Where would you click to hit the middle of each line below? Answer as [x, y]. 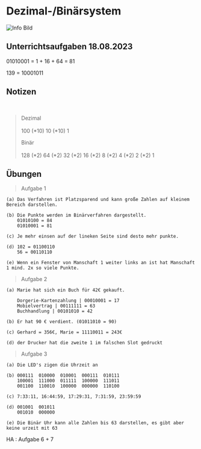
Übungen [24, 174]
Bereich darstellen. [32, 205]
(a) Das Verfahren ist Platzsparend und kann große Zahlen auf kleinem [98, 200]
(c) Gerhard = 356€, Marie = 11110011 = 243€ [64, 332]
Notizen [21, 92]
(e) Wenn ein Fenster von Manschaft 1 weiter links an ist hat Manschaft [101, 263]
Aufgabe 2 [34, 279]
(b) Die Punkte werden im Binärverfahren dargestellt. [76, 215]
